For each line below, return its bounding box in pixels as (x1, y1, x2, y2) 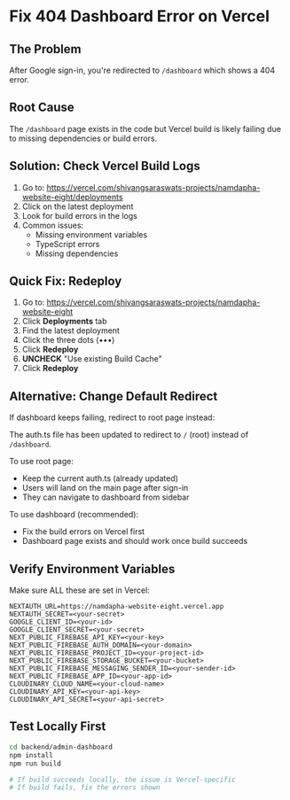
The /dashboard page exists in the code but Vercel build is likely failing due (9, 123, 282, 134)
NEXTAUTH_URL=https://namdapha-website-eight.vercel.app (9, 602, 224, 611)
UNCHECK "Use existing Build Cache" (21, 353, 162, 364)
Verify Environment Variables (9, 561, 176, 577)
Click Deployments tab (21, 316, 107, 327)
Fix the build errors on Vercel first (21, 526, 145, 537)
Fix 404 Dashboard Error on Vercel (9, 6, 270, 27)
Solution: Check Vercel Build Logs (9, 159, 201, 174)
